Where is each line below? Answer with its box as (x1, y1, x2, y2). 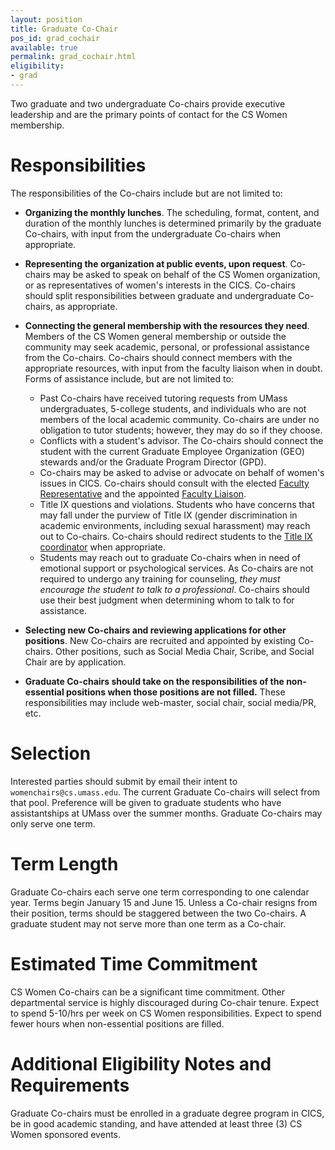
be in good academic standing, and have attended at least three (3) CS (10, 1117, 303, 1130)
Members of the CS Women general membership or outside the (24, 330, 287, 342)
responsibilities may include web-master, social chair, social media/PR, (24, 696, 317, 708)
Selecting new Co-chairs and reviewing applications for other (24, 624, 287, 636)
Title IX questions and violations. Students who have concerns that (39, 498, 315, 510)
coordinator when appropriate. (39, 541, 166, 553)
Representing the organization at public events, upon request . (24, 257, 288, 270)
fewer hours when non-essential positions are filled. (10, 1017, 225, 1030)
